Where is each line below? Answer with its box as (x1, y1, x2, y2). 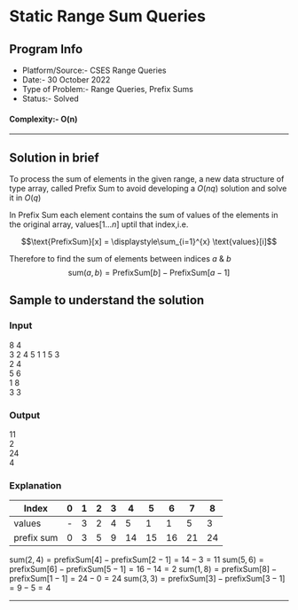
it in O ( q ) (9, 192, 42, 203)
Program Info (9, 42, 83, 57)
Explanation (9, 479, 62, 491)
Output (9, 409, 41, 421)
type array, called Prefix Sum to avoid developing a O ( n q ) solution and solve (9, 184, 287, 194)
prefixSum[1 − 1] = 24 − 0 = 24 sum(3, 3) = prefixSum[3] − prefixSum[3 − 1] (9, 574, 286, 584)
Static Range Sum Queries (9, 6, 207, 27)
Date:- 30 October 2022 (21, 74, 111, 85)
